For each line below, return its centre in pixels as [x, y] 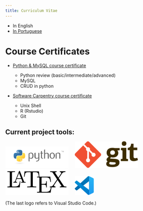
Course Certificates [47, 51]
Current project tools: [40, 132]
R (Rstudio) [32, 111]
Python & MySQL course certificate [49, 65]
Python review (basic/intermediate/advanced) [68, 75]
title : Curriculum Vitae [31, 11]
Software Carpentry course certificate [52, 95]
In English [23, 26]
